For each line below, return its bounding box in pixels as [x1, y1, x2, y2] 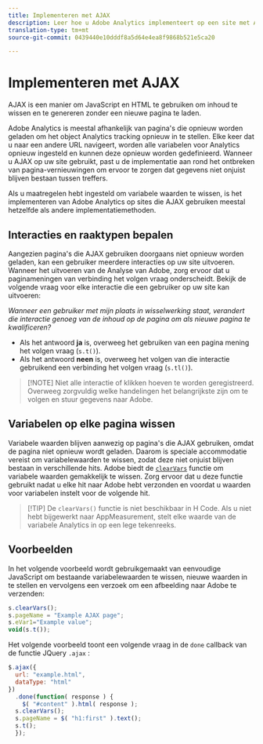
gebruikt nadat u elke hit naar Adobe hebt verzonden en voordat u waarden [8, 480, 251, 489]
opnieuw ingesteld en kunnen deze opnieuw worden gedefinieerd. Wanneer [8, 148, 253, 158]
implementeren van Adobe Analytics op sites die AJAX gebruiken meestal [8, 197, 246, 206]
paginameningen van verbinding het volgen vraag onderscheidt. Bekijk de [8, 274, 247, 283]
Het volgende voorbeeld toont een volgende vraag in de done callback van [8, 640, 247, 650]
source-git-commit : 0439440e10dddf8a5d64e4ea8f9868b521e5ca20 [8, 33, 215, 42]
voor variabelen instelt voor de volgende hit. [8, 488, 150, 498]
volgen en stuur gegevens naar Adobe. [27, 395, 153, 404]
